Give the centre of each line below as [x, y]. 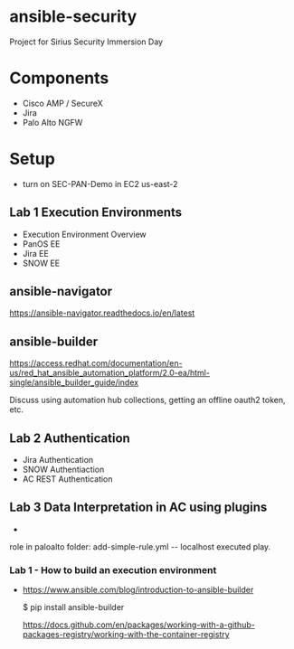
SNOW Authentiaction [63, 470]
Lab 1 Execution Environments [96, 213]
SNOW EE [41, 263]
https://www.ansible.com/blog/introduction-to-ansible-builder [138, 590]
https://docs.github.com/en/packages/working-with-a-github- [138, 625]
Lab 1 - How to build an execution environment [113, 569]
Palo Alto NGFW [52, 122]
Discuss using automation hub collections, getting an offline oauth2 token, [148, 400]
